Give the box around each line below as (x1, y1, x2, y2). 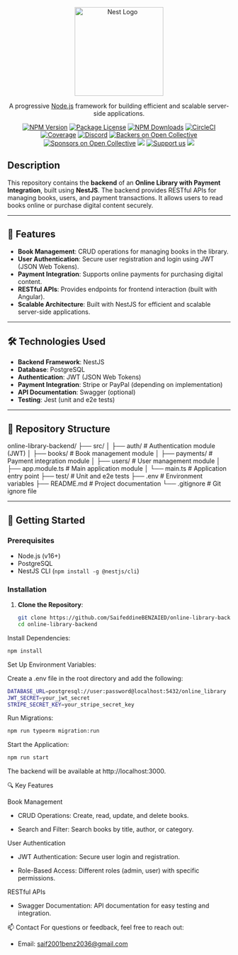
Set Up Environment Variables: (7, 660, 97, 669)
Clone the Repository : (17, 601, 84, 609)
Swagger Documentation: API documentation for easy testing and (17, 902, 210, 910)
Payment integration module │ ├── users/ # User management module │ (7, 457, 221, 465)
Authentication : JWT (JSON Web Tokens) (17, 373, 142, 381)
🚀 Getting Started (7, 514, 86, 526)
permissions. (17, 874, 55, 883)
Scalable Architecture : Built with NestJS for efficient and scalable (17, 300, 211, 308)
